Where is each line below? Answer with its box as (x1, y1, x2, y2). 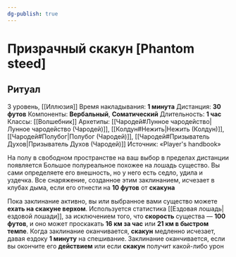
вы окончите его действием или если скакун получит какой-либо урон (7, 242, 224, 250)
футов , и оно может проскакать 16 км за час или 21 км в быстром (7, 219, 209, 227)
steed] (7, 56, 46, 71)
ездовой (7, 212, 33, 220)
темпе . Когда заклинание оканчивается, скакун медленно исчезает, (7, 227, 216, 235)
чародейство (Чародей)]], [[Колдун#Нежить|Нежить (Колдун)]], (31, 125, 225, 133)
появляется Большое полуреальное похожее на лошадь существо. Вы (7, 161, 221, 169)
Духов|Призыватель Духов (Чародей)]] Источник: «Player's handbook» (7, 139, 221, 148)
